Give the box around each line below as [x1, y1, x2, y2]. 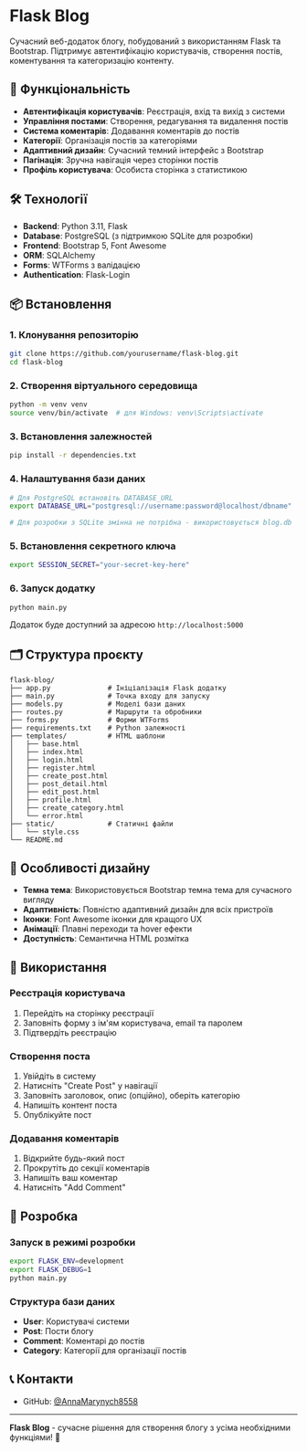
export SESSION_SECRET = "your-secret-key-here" [9, 561, 190, 570]
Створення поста [9, 1049, 91, 1062]
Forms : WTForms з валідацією [22, 259, 141, 270]
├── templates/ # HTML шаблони [9, 731, 166, 741]
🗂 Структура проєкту [9, 647, 143, 662]
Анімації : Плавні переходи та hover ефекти [22, 923, 193, 934]
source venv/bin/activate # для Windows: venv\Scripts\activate [9, 408, 263, 418]
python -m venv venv [9, 400, 89, 409]
